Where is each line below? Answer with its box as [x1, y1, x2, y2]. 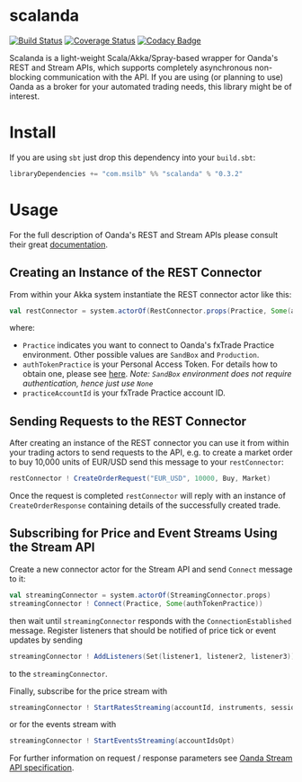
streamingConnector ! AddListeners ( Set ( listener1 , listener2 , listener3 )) [9, 652, 296, 661]
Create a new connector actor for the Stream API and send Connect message [9, 564, 293, 574]
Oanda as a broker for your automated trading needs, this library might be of [9, 81, 292, 92]
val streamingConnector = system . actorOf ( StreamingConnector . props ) [9, 591, 271, 600]
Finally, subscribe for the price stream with [9, 685, 168, 697]
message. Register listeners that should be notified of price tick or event [9, 625, 277, 635]
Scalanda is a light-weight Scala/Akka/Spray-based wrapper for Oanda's [9, 52, 279, 63]
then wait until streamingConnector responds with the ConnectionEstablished [9, 615, 292, 626]
